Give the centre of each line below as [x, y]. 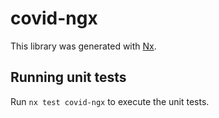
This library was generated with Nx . [83, 46]
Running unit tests [68, 77]
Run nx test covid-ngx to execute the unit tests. [110, 101]
